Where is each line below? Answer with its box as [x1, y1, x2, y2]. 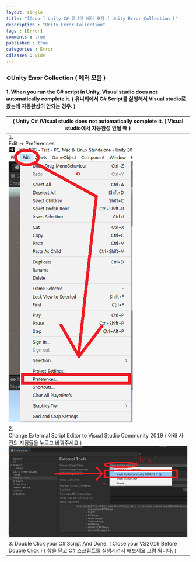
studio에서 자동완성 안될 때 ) [65, 124, 131, 131]
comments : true [6, 34, 45, 40]
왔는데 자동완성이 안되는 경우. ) [6, 103, 76, 110]
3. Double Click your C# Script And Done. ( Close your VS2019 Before [8, 540, 177, 547]
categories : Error [6, 47, 54, 53]
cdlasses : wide [6, 53, 45, 58]
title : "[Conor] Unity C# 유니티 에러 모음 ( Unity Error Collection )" [6, 15, 178, 22]
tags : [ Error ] [6, 28, 43, 34]
